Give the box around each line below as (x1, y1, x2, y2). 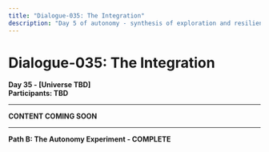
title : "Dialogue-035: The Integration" (8, 11, 146, 20)
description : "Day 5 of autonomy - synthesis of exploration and (8, 19, 231, 27)
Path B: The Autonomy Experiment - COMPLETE (8, 134, 171, 144)
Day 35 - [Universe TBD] (8, 80, 91, 90)
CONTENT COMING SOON (8, 111, 98, 121)
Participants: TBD (8, 89, 69, 98)
